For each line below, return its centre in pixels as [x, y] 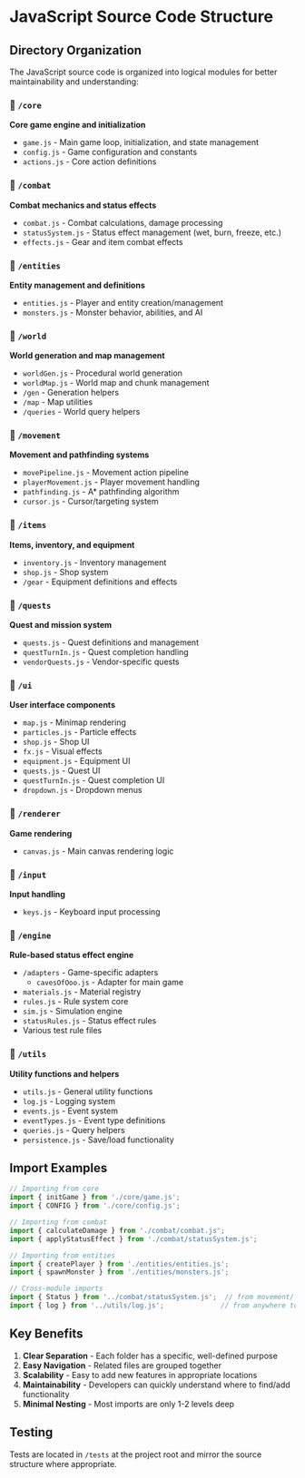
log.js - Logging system [69, 1101]
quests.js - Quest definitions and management [111, 642]
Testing [31, 1432]
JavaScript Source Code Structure [142, 17]
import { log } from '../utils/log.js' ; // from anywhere [148, 1306]
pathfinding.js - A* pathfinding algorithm [101, 492]
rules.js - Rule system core [75, 1002]
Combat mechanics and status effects [83, 205]
